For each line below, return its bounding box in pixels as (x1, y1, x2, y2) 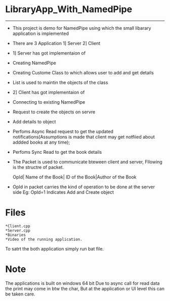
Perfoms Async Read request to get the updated (12, 128, 114, 135)
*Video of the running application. (5, 237, 82, 242)
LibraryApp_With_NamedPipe (5, 4, 133, 15)
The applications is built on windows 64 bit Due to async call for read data (5, 280, 160, 286)
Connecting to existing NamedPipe (12, 99, 86, 105)
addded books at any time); (12, 139, 70, 145)
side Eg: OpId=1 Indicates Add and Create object (12, 189, 114, 195)
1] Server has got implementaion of (12, 50, 86, 56)
